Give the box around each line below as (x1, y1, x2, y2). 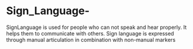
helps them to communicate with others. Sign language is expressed (6, 30, 175, 37)
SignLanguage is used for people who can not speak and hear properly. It (6, 24, 187, 31)
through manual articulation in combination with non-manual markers (6, 36, 176, 43)
